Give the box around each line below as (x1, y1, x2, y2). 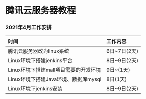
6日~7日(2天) (106, 48, 139, 55)
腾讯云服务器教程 (5, 5, 77, 16)
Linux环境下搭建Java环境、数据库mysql (8, 76, 102, 83)
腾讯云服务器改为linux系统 (8, 48, 69, 55)
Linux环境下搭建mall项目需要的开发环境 (8, 66, 101, 73)
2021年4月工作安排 (5, 24, 52, 31)
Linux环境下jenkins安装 (8, 85, 63, 92)
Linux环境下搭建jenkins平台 (8, 57, 73, 64)
